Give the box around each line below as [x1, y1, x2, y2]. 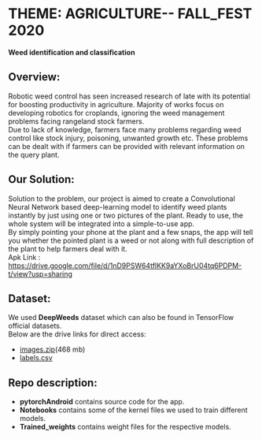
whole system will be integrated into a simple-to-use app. [8, 218, 195, 229]
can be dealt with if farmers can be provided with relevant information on [8, 141, 245, 151]
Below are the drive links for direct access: [8, 329, 147, 339]
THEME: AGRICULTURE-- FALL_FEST [8, 5, 253, 23]
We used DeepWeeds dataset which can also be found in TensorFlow [8, 313, 234, 322]
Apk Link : [8, 252, 41, 262]
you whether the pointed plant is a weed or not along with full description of [8, 236, 254, 245]
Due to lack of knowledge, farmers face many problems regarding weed [8, 125, 242, 134]
